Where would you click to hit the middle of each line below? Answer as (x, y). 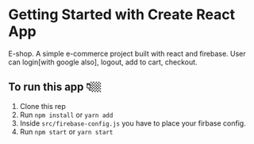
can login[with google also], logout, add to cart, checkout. (103, 62)
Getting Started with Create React (122, 15)
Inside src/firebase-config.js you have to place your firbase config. (133, 123)
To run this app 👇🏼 (55, 87)
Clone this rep (42, 106)
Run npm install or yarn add (66, 115)
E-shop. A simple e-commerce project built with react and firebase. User (127, 53)
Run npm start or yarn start (66, 131)
